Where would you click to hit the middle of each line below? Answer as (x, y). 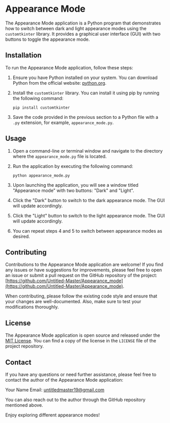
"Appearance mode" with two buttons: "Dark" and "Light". (73, 190)
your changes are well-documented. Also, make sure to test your (73, 302)
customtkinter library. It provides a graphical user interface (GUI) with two (83, 34)
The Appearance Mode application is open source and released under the (83, 335)
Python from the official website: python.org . (60, 83)
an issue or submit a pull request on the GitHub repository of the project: (81, 276)
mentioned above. (24, 405)
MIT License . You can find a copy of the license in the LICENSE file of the (81, 341)
